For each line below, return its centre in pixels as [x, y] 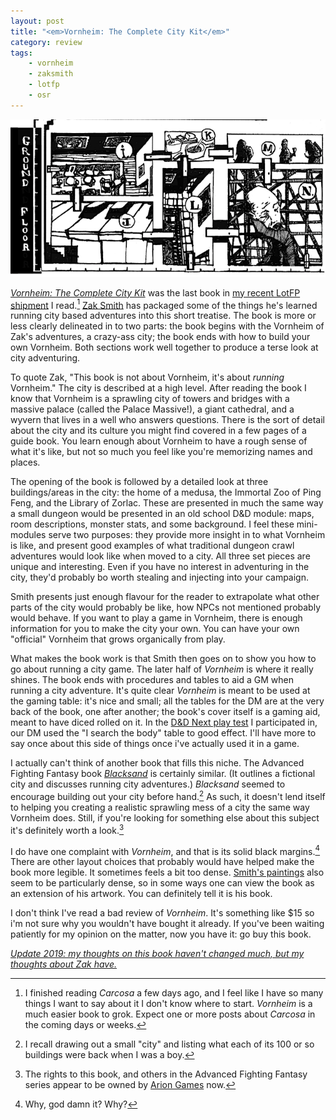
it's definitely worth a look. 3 [67, 829]
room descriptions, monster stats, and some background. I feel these [152, 524]
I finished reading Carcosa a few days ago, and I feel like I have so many [174, 993]
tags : [21, 53]
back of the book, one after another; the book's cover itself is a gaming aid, [165, 712]
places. [25, 462]
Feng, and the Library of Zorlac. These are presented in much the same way [167, 503]
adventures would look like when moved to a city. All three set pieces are [160, 556]
